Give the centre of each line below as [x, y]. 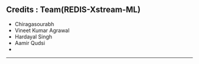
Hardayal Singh [33, 36]
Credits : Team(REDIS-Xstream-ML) [73, 10]
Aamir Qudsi [30, 43]
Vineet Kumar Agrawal [42, 30]
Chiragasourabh [34, 24]
